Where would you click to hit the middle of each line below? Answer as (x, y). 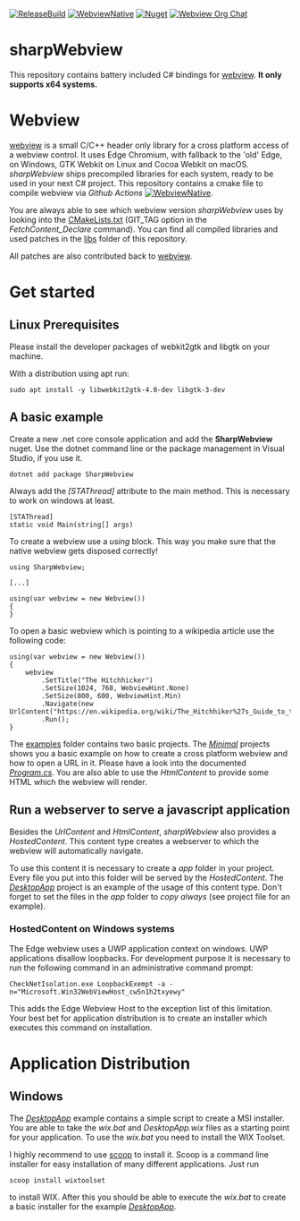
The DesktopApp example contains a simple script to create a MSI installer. (147, 1118)
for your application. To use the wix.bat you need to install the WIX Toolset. (147, 1137)
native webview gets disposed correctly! (83, 551)
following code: (37, 640)
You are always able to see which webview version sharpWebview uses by (146, 209)
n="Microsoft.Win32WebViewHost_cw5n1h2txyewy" (97, 992)
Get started (52, 292)
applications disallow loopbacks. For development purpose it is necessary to (150, 958)
